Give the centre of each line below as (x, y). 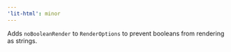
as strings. (22, 41)
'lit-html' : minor (34, 14)
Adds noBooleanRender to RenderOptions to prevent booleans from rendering (116, 33)
